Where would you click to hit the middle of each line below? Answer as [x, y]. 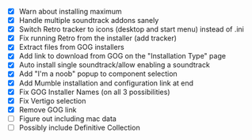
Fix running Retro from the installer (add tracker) [98, 38]
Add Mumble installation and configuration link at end [106, 83]
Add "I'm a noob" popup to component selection [98, 74]
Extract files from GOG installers [71, 47]
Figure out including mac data [67, 119]
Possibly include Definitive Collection [79, 127]
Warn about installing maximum [70, 11]
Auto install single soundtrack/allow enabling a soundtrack [115, 65]
